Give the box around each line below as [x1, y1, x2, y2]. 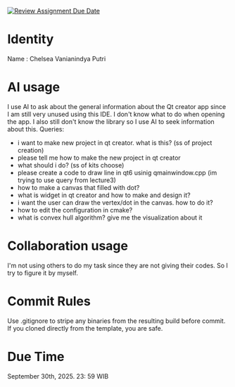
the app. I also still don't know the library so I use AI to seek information [7, 117, 215, 126]
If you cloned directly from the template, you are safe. [7, 324, 163, 332]
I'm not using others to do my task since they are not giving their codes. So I [7, 261, 229, 269]
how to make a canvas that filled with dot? [17, 183, 140, 191]
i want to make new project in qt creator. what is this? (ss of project [17, 138, 212, 147]
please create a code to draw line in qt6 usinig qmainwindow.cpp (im [17, 168, 217, 177]
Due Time [7, 348, 65, 364]
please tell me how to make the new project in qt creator [17, 153, 181, 162]
